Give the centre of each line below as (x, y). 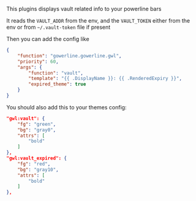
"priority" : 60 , (38, 61)
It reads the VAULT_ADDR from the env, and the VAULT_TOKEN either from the (98, 20)
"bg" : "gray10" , (38, 170)
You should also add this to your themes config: (66, 107)
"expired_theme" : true (57, 84)
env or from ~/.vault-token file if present (58, 27)
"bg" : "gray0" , (37, 130)
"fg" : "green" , (37, 124)
